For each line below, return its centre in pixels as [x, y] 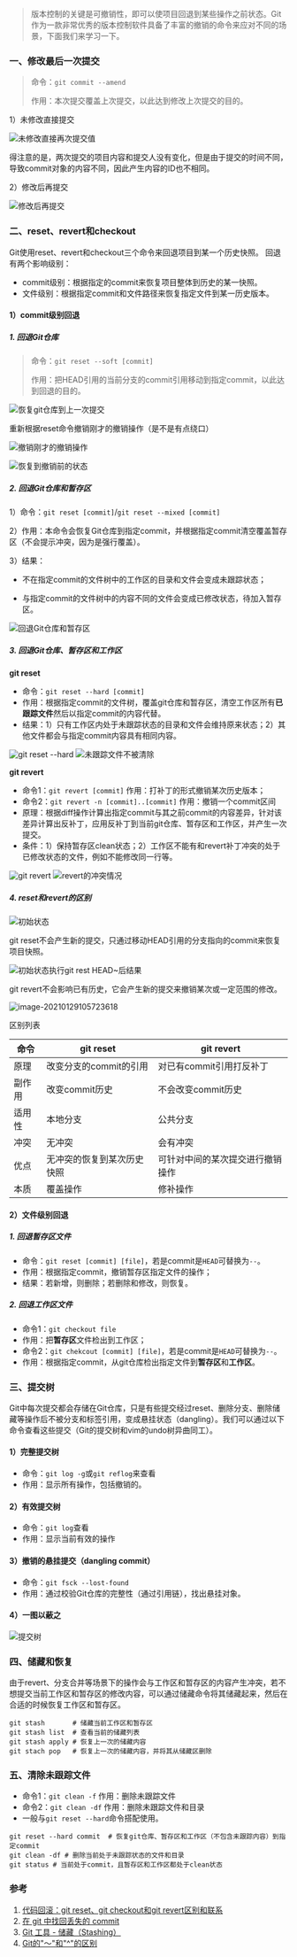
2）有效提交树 [35, 1506]
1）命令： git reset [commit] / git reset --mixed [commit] [115, 512]
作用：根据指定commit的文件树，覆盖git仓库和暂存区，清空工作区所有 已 [152, 702]
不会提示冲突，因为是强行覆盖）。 [84, 542]
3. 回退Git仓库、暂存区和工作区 [65, 650]
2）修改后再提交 [39, 187]
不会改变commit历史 [200, 1090]
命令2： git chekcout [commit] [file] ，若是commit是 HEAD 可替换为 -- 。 [152, 1350]
